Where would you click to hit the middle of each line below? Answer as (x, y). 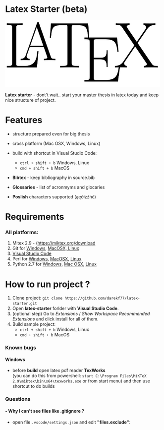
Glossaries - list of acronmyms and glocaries (58, 187)
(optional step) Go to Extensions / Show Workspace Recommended (81, 314)
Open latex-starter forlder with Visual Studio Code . (65, 308)
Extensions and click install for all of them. (55, 319)
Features (24, 120)
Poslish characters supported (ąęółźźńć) (54, 196)
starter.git (25, 304)
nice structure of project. (30, 100)
